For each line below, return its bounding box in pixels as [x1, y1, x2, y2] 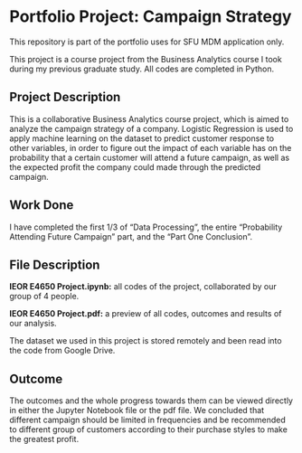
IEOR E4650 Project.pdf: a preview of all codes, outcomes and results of [9, 308, 282, 319]
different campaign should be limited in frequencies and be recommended [9, 414, 287, 426]
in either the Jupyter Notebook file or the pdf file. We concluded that [9, 405, 265, 416]
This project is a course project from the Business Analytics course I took [9, 53, 282, 64]
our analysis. [9, 318, 57, 329]
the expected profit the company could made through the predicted [9, 161, 261, 173]
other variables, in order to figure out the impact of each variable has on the [9, 142, 292, 153]
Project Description [9, 90, 121, 105]
